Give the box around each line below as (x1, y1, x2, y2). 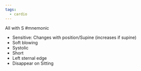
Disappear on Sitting (12, 60, 54, 66)
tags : (5, 7, 16, 12)
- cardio (9, 12, 28, 17)
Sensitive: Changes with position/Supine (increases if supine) (12, 35, 137, 40)
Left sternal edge (12, 55, 47, 61)
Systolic (12, 45, 28, 51)
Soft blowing (12, 39, 38, 45)
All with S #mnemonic (5, 25, 49, 31)
